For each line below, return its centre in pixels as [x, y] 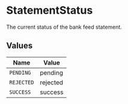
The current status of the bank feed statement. [64, 27]
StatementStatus [50, 10]
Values [20, 46]
